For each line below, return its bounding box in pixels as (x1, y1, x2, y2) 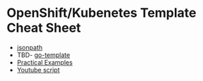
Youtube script (16, 66, 60, 74)
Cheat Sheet (6, 20, 81, 36)
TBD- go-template (16, 51, 71, 59)
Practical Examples (16, 58, 73, 66)
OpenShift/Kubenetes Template (6, 5, 197, 21)
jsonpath (16, 43, 43, 51)
